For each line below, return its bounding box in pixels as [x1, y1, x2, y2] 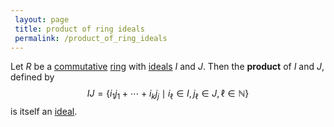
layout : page [14, 14, 70, 25]
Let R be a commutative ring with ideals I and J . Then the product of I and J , [10, 61, 325, 73]
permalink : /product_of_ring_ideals [14, 33, 168, 43]
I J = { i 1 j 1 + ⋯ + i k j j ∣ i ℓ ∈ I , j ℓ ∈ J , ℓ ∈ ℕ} [86, 87, 250, 102]
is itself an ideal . [10, 106, 78, 118]
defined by [10, 71, 55, 83]
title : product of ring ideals [14, 24, 145, 34]
